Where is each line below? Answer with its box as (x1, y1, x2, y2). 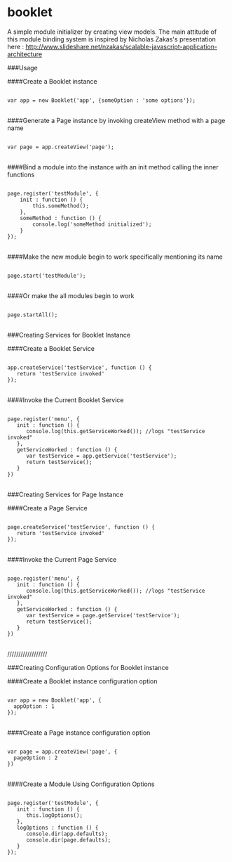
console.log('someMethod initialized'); (32, 221, 152, 228)
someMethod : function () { (20, 214, 102, 221)
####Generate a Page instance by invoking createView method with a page (7, 116, 226, 124)
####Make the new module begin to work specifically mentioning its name (7, 252, 223, 261)
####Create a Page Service (7, 503, 88, 512)
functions (7, 170, 35, 179)
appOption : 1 (13, 702, 55, 710)
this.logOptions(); (25, 811, 83, 819)
